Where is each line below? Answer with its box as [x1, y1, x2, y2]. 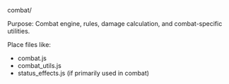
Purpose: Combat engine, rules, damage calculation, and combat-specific [7, 20, 223, 27]
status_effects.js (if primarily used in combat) [17, 69, 150, 77]
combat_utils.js [17, 62, 61, 69]
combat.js [17, 54, 47, 62]
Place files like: [7, 41, 52, 48]
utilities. [7, 27, 30, 35]
